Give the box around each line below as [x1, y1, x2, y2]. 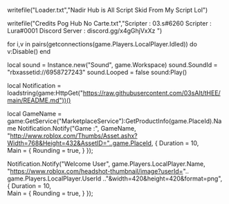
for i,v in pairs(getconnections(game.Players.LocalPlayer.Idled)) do [7, 40, 197, 48]
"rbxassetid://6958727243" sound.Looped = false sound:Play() [7, 68, 187, 76]
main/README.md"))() [7, 96, 71, 104]
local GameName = [7, 110, 62, 118]
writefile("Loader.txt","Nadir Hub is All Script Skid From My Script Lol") [7, 6, 208, 14]
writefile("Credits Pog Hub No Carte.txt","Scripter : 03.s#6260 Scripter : [7, 19, 212, 27]
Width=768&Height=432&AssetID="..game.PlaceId [7, 139, 152, 147]
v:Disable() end [7, 48, 51, 55]
